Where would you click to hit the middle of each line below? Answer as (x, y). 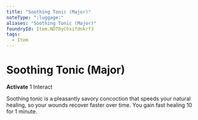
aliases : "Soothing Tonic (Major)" (51, 23)
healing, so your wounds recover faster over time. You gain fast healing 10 (99, 105)
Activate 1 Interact (30, 87)
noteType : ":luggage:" (35, 18)
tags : (13, 35)
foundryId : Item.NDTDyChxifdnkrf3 (50, 29)
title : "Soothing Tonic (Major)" (49, 12)
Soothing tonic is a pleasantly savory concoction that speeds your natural (98, 98)
